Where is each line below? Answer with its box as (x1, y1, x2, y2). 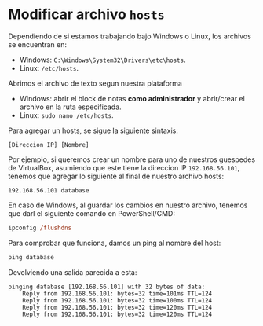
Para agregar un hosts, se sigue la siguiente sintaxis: (8, 126, 178, 135)
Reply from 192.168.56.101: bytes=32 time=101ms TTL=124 (22, 289, 213, 298)
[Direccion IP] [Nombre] (8, 141, 89, 148)
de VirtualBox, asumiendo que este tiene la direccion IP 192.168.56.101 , (8, 163, 240, 172)
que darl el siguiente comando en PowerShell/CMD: (8, 208, 175, 218)
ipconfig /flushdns (8, 224, 72, 232)
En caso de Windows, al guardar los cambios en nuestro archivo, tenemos (8, 200, 248, 210)
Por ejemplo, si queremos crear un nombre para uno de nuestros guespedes (8, 155, 256, 164)
